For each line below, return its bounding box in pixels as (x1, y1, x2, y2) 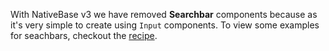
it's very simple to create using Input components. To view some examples (10, 19, 320, 31)
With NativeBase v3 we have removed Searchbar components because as (10, 9, 318, 20)
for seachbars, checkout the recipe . (10, 30, 158, 41)
